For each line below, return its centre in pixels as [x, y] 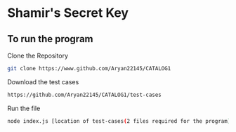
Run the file [24, 108]
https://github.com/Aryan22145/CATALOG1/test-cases [84, 95]
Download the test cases [43, 81]
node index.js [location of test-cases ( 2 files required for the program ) [119, 121]
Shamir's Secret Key [68, 13]
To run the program [50, 39]
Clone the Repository [38, 55]
